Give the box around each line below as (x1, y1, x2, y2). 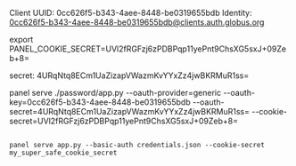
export (9, 35, 34, 44)
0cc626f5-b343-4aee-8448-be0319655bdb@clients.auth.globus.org (9, 17, 265, 28)
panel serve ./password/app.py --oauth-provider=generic (9, 88, 221, 98)
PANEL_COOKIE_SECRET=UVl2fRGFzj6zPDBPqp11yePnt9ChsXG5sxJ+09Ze (9, 43, 287, 54)
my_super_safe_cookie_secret (9, 148, 118, 157)
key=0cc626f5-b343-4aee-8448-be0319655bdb (9, 97, 191, 107)
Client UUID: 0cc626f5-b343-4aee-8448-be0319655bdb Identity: (9, 8, 252, 18)
